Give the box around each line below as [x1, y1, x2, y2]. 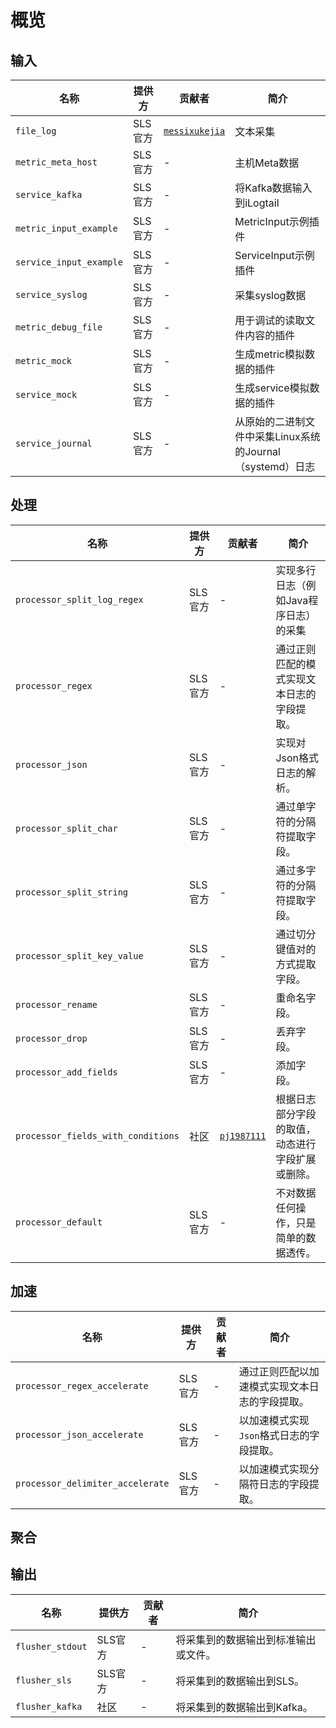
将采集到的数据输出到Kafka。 [175, 1700, 313, 1714]
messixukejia [163, 126, 226, 136]
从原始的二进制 [234, 415, 306, 428]
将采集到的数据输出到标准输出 [175, 1632, 317, 1646]
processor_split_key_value [15, 950, 144, 961]
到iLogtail [234, 196, 280, 210]
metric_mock [15, 356, 73, 366]
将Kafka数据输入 [234, 181, 313, 195]
